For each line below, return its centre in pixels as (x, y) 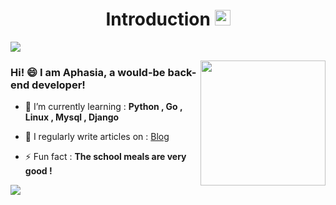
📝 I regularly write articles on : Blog (97, 137)
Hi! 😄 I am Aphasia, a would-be (88, 72)
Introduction (158, 19)
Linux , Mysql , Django (72, 117)
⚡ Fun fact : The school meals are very (105, 157)
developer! (58, 85)
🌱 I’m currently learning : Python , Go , (103, 107)
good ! (38, 171)
